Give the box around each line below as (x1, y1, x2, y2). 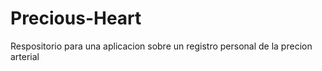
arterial (10, 50, 40, 62)
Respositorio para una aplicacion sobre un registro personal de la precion (10, 40, 313, 52)
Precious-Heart (10, 7, 142, 30)
